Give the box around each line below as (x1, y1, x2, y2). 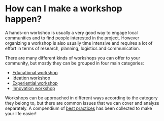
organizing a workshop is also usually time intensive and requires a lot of (5, 40, 153, 46)
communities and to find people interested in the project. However (5, 35, 139, 41)
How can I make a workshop (5, 3, 122, 14)
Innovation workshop (12, 85, 55, 91)
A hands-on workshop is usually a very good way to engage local (5, 30, 138, 35)
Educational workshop (12, 69, 58, 75)
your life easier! (5, 110, 37, 116)
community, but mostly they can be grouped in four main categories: (5, 60, 144, 66)
